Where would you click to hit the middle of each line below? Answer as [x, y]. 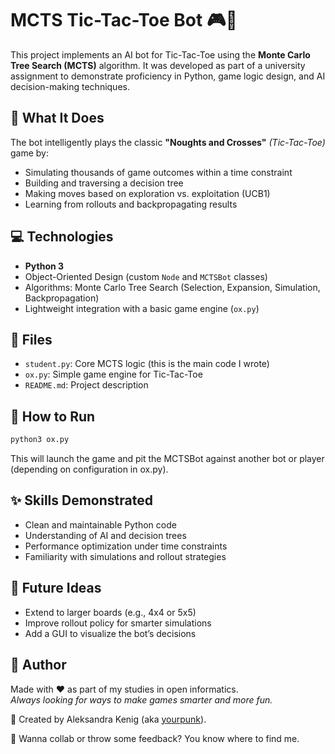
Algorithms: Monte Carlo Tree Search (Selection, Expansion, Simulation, [172, 287]
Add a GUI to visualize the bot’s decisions [110, 633]
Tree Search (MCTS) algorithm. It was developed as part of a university [158, 65]
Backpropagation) [62, 298]
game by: [30, 153]
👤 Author [38, 665]
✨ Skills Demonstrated [81, 500]
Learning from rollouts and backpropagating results [131, 204]
